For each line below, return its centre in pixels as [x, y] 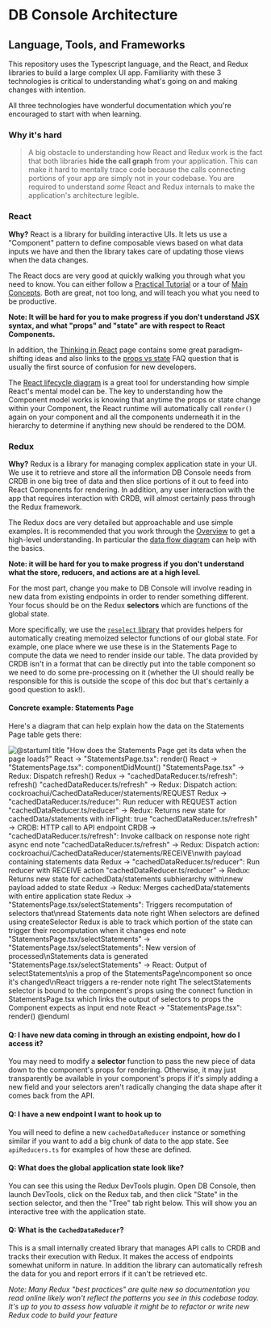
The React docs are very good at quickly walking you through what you [127, 275]
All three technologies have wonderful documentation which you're [120, 105]
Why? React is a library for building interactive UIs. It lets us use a [118, 234]
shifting [21, 358]
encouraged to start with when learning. [75, 114]
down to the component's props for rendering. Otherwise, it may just [122, 1070]
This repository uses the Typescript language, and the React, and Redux [128, 64]
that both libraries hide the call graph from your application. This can [143, 161]
